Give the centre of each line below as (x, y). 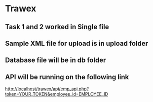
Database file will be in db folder (56, 60)
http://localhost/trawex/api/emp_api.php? (47, 89)
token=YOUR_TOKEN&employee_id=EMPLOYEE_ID (57, 94)
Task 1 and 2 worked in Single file (57, 27)
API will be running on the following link (67, 77)
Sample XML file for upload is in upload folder (77, 43)
